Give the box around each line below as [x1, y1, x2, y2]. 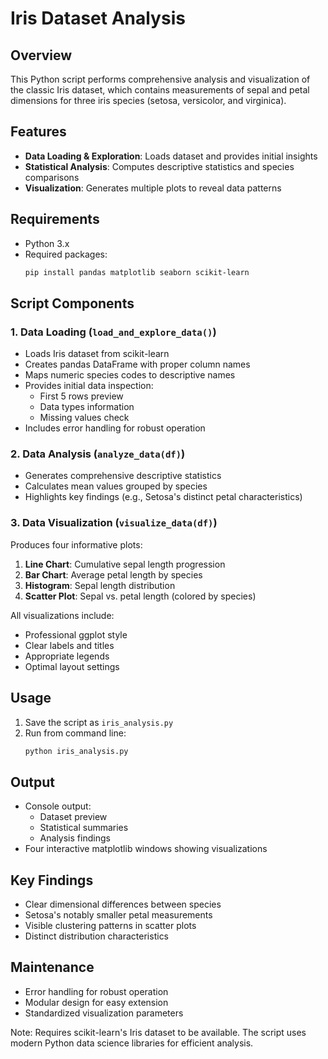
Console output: [24, 800, 92, 812]
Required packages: [24, 248, 108, 260]
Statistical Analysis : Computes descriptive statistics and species [24, 160, 295, 172]
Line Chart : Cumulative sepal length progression [24, 558, 226, 570]
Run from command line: [24, 727, 127, 739]
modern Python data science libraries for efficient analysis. [10, 1037, 254, 1049]
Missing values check [39, 412, 130, 424]
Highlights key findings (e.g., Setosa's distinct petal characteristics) [24, 491, 303, 503]
